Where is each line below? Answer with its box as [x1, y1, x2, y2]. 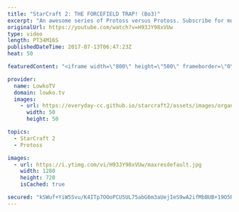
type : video [7, 30, 43, 38]
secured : [7, 194, 33, 201]
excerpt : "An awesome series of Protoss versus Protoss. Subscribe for [7, 17, 224, 24]
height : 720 [20, 174, 55, 181]
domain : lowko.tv [14, 89, 65, 96]
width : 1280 [20, 168, 55, 175]
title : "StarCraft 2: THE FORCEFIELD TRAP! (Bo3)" [7, 10, 161, 18]
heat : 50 [7, 51, 33, 58]
